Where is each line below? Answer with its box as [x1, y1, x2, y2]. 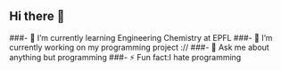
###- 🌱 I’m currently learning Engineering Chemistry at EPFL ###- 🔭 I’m [9, 32, 273, 43]
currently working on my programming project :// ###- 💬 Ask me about [9, 42, 269, 52]
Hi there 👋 [9, 9, 65, 24]
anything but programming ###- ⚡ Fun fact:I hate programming [9, 51, 242, 62]
